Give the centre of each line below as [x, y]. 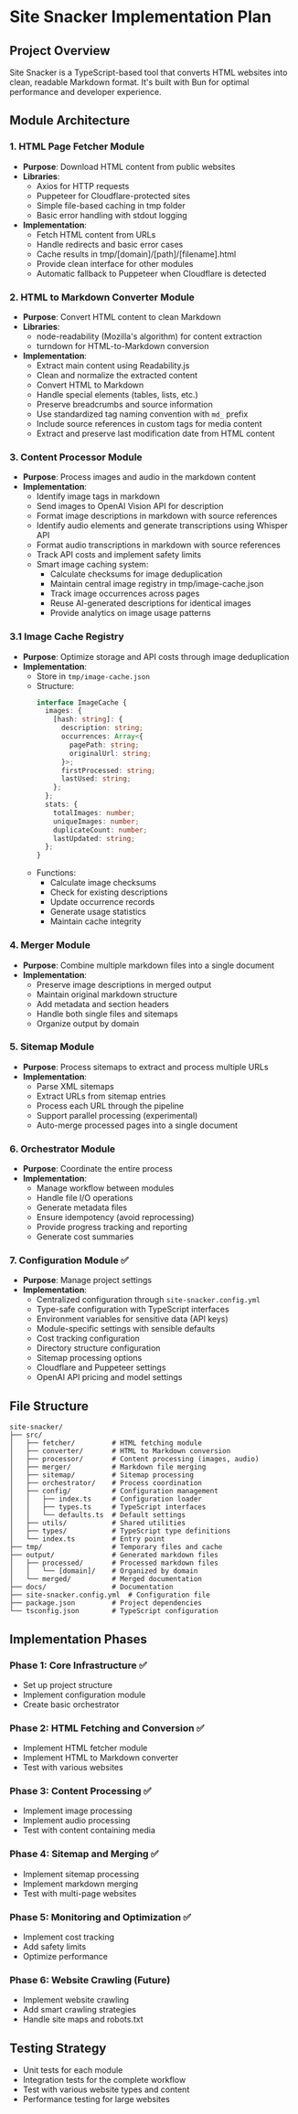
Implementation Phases [79, 1639]
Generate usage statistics [98, 912]
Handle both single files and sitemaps [107, 1014]
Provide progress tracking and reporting [112, 1227]
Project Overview [60, 51]
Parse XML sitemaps [75, 1086]
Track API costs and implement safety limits [119, 555]
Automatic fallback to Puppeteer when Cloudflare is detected [151, 273]
